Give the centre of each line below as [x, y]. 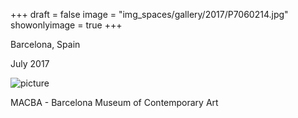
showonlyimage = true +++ [66, 25]
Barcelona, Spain [45, 44]
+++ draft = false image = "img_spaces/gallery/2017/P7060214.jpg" [149, 14]
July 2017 [30, 63]
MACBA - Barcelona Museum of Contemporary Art [114, 102]
